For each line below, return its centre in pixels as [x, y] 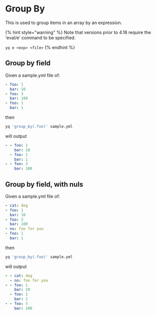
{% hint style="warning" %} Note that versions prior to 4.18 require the [78, 32]
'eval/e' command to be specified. [40, 38]
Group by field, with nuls [44, 184]
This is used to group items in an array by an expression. [64, 23]
